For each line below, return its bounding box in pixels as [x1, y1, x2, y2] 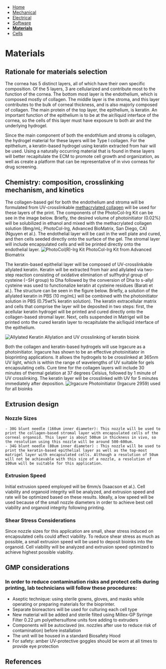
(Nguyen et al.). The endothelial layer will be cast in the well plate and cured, [5, 230, 162, 237]
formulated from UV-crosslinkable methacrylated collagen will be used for [5, 204, 157, 210]
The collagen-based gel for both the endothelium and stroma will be [5, 199, 144, 205]
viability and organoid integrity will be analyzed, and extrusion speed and [5, 489, 155, 495]
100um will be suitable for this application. [5, 461, 103, 466]
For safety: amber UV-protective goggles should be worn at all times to [12, 638, 158, 644]
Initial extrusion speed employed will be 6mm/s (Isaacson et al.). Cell [5, 483, 145, 489]
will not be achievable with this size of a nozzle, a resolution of [5, 457, 152, 462]
